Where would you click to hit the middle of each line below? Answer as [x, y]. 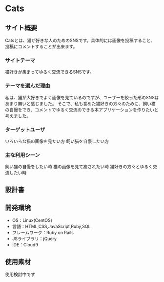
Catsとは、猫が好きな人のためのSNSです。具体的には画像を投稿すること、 [80, 40]
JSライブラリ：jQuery [34, 239]
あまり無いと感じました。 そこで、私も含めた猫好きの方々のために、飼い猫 [80, 104]
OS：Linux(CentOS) [32, 220]
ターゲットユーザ [25, 130]
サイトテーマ [20, 60]
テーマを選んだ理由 [28, 86]
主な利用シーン [22, 155]
